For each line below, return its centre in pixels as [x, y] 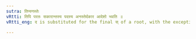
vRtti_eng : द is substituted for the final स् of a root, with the [88, 22]
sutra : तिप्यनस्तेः [23, 11]
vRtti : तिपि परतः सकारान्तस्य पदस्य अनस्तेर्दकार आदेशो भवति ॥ [64, 17]
